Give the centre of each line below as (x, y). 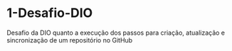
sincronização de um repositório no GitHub (70, 40)
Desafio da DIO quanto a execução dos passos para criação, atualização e (116, 33)
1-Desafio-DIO (50, 13)
